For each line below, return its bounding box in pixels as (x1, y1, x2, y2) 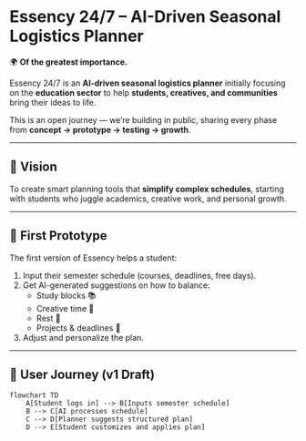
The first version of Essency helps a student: (9, 252, 178, 263)
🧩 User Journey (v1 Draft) (9, 366, 155, 382)
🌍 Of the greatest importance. (9, 56, 127, 67)
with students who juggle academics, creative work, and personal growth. (9, 193, 287, 204)
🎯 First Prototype (9, 228, 107, 243)
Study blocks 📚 (36, 290, 97, 301)
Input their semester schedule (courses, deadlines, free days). (22, 270, 257, 281)
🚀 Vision (9, 159, 57, 175)
